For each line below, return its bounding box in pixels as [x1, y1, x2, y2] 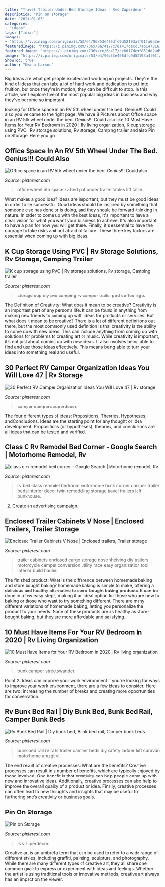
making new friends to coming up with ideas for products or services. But [5, 312, 154, 318]
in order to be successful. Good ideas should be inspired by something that [5, 201, 158, 207]
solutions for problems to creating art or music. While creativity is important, [5, 333, 160, 339]
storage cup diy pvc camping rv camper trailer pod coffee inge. [17, 292, 146, 298]
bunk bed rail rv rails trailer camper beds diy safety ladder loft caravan [17, 747, 160, 753]
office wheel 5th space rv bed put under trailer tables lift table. [17, 186, 144, 192]
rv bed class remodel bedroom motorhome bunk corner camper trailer [17, 483, 160, 489]
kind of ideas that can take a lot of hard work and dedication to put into [5, 81, 149, 87]
